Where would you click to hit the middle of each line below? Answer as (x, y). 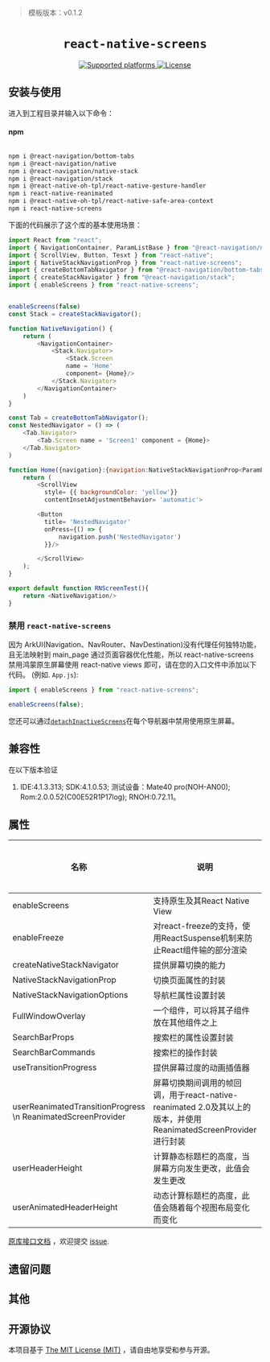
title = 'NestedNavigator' (87, 522)
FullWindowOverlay (49, 1016)
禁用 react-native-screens (60, 625)
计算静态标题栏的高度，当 (202, 1157)
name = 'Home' (89, 366)
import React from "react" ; (55, 240)
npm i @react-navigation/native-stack (73, 171)
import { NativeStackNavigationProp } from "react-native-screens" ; (125, 262)
